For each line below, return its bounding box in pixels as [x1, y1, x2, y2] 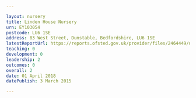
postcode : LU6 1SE [6, 30, 51, 35]
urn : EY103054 [6, 24, 41, 30]
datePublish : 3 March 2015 [6, 78, 72, 84]
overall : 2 [6, 67, 33, 73]
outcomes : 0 [6, 62, 35, 68]
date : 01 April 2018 [6, 73, 57, 79]
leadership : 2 [6, 56, 41, 63]
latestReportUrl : [6, 41, 48, 46]
